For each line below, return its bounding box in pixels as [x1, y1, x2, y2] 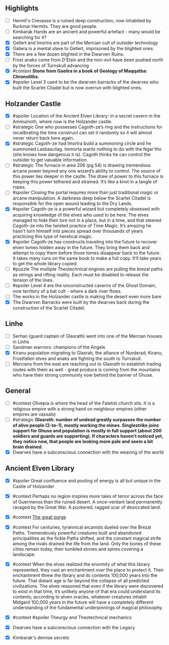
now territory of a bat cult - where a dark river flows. [12, 288, 122, 294]
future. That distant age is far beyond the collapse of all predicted [12, 578, 149, 584]
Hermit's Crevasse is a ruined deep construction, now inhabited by [12, 17, 151, 23]
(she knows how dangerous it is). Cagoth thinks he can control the [12, 151, 151, 157]
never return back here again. [12, 135, 75, 141]
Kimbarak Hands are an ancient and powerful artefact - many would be [12, 28, 160, 34]
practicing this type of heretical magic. [12, 233, 93, 239]
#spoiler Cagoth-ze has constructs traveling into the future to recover [12, 238, 157, 245]
